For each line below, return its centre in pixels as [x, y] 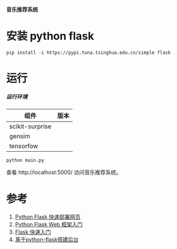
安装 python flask [50, 36]
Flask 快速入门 [33, 232]
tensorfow [24, 146]
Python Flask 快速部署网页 [48, 217]
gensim [20, 137]
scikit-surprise [30, 126]
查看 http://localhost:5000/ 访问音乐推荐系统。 [64, 172]
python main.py [25, 160]
